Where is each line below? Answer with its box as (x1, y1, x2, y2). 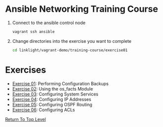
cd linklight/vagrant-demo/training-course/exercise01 (12, 48, 128, 53)
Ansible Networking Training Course (5, 3, 158, 15)
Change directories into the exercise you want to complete (12, 38, 132, 44)
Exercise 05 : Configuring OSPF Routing (12, 101, 92, 107)
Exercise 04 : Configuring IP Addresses (12, 96, 91, 102)
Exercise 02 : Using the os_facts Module (12, 86, 93, 92)
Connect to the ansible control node (12, 20, 85, 26)
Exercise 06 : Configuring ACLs (12, 107, 75, 113)
